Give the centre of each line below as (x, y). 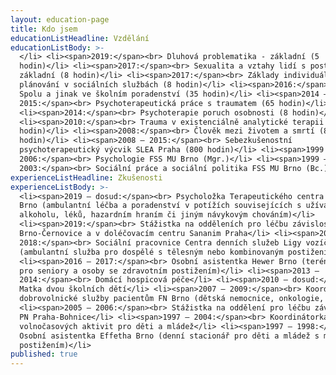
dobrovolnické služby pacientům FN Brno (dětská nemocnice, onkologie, (172, 299)
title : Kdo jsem (44, 29)
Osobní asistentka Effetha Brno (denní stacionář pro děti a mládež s (169, 336)
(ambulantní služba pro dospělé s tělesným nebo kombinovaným (151, 252)
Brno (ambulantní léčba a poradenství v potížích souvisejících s (160, 206)
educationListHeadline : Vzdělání (80, 38)
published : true (44, 354)
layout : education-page (60, 19)
